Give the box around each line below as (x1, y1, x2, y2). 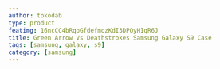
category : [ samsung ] (8, 48, 77, 56)
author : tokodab (8, 11, 62, 20)
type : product (8, 19, 56, 27)
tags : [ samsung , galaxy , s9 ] (8, 41, 105, 49)
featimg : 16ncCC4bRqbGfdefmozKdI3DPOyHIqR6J (8, 26, 159, 34)
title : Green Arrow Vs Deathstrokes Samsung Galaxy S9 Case (8, 33, 213, 42)
